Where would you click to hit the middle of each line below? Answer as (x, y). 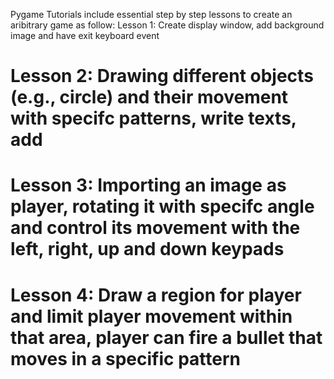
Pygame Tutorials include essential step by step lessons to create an (151, 14)
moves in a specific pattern (126, 358)
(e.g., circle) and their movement (149, 97)
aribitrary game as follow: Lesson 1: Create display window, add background (167, 25)
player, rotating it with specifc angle (162, 206)
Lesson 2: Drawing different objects (162, 76)
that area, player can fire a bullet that (166, 337)
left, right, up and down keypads (147, 249)
